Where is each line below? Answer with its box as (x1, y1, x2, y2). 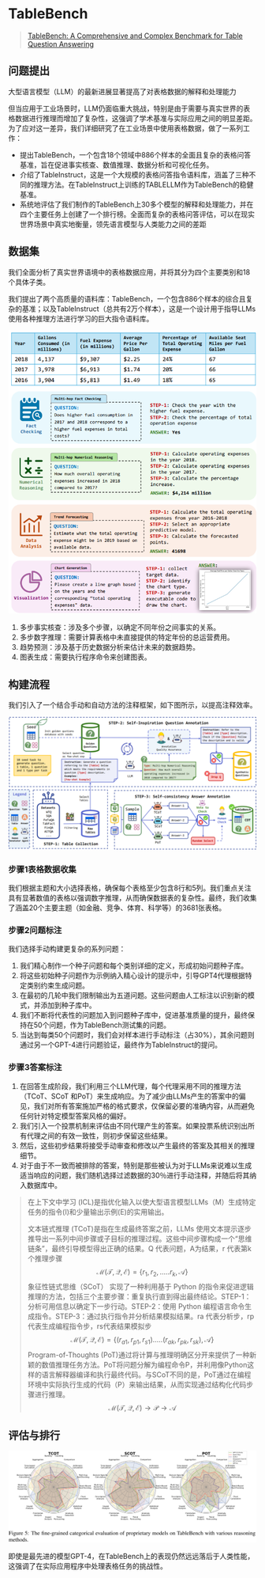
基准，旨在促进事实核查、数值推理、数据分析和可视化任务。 (19, 160, 214, 169)
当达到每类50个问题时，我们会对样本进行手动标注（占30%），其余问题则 (19, 1030, 255, 1040)
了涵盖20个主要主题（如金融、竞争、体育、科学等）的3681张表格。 (8, 903, 226, 912)
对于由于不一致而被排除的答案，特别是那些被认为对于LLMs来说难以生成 (19, 1160, 252, 1170)
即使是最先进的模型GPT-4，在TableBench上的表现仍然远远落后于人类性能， (8, 1551, 255, 1561)
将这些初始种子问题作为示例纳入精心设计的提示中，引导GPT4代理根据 (19, 971, 246, 981)
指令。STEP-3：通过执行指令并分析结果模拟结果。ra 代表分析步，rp (34, 1311, 255, 1322)
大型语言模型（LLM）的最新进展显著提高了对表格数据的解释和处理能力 (8, 86, 237, 96)
